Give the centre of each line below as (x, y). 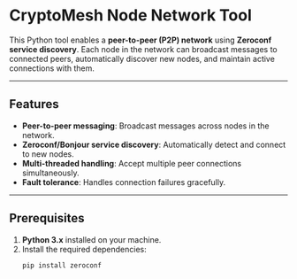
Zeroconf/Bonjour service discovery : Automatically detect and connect (154, 144)
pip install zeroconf (61, 265)
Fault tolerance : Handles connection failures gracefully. (124, 182)
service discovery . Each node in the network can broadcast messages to (143, 49)
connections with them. (52, 68)
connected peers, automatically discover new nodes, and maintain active (142, 58)
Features (34, 104)
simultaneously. (50, 173)
